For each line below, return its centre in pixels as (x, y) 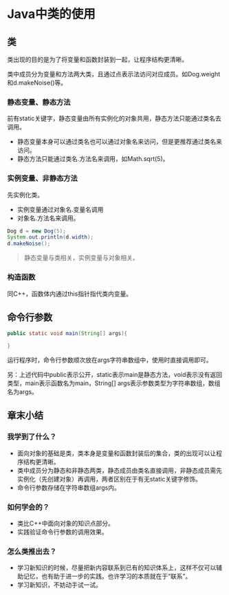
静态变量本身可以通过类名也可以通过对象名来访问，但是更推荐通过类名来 (119, 142)
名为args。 (22, 392)
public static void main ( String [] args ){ (67, 334)
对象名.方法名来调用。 (48, 218)
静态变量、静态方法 (39, 102)
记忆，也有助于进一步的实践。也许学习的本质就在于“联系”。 (107, 576)
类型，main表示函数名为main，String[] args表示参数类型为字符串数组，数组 (114, 383)
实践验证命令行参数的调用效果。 (62, 532)
